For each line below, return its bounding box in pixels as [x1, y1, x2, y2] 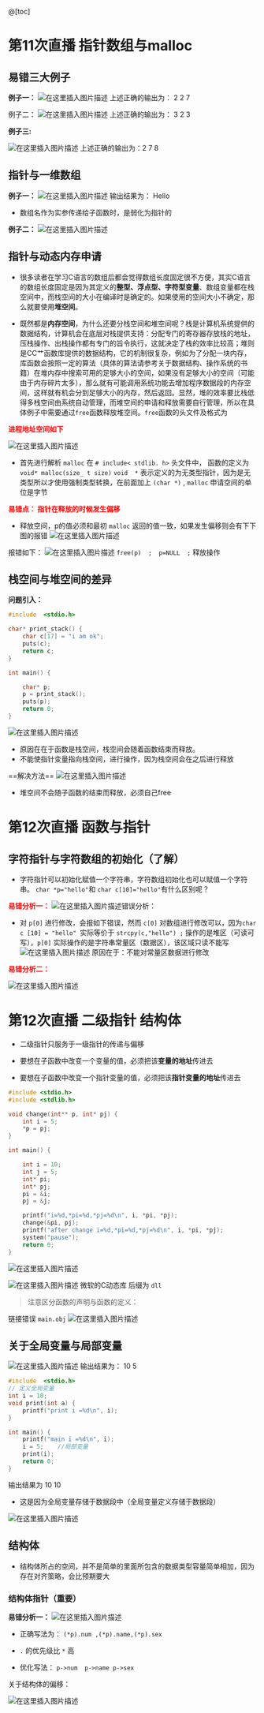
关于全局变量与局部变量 [8, 1339, 122, 1352]
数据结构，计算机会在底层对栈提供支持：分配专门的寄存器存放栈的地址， [19, 328, 255, 338]
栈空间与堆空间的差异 [8, 573, 112, 586]
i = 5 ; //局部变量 [22, 1443, 89, 1451]
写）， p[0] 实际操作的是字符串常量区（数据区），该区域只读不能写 [19, 937, 230, 947]
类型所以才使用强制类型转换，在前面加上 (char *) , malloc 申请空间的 [19, 477, 245, 487]
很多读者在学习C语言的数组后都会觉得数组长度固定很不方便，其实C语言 [19, 272, 251, 282]
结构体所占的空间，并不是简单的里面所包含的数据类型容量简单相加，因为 [19, 1562, 255, 1571]
